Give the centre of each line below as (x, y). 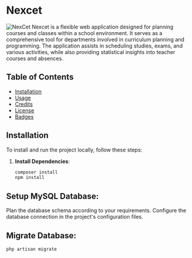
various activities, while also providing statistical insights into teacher (91, 52)
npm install (29, 178)
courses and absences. (35, 58)
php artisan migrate (32, 249)
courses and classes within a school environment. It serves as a (84, 33)
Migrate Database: (41, 235)
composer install (36, 172)
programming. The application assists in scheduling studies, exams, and (95, 46)
